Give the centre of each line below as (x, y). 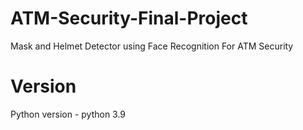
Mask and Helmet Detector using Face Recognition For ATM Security (152, 46)
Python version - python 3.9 (68, 114)
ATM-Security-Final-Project (129, 18)
